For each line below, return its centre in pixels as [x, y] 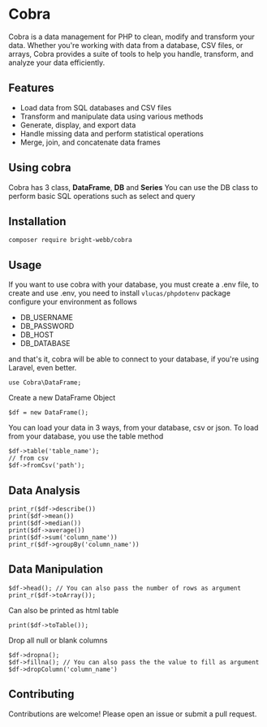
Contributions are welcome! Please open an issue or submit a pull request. [133, 714]
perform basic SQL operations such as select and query [102, 196]
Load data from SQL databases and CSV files [96, 107]
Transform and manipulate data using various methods [112, 116]
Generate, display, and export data [78, 125]
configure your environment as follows [73, 302]
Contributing [41, 694]
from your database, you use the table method [86, 436]
